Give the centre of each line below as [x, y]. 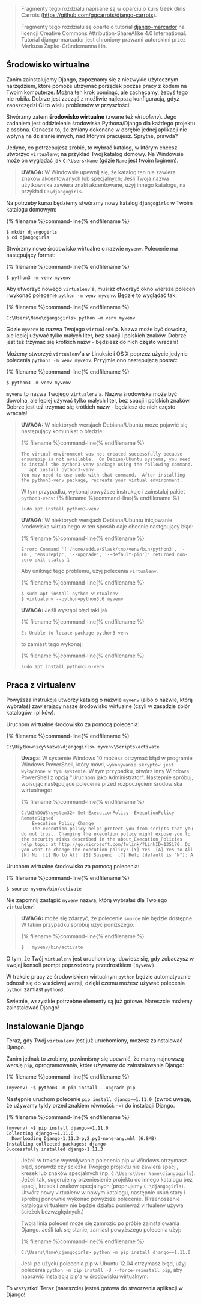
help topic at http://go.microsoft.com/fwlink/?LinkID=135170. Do [106, 844]
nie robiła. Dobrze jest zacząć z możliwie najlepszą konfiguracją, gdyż [93, 98]
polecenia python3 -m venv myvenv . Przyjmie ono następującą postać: [92, 360]
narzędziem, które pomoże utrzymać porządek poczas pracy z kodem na [97, 86]
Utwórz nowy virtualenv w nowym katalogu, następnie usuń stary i [103, 1193]
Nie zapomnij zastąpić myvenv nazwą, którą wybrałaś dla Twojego [87, 900]
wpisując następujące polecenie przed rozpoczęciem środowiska [102, 783]
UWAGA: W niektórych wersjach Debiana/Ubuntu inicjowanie [97, 520]
